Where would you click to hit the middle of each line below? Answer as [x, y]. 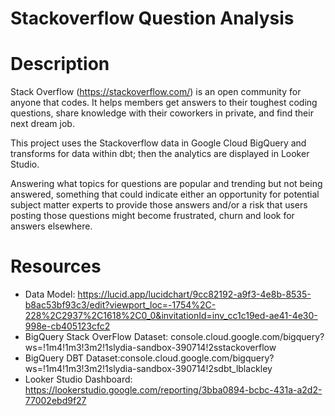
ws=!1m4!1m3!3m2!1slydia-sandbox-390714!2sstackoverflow [150, 348]
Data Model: [50, 294]
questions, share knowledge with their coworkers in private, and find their [162, 113]
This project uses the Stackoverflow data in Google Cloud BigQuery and [158, 143]
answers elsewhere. [51, 226]
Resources [56, 266]
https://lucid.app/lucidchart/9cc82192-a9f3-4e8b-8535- [194, 294]
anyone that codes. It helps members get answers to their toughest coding [164, 103]
